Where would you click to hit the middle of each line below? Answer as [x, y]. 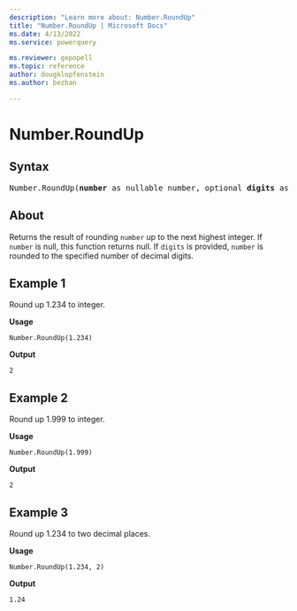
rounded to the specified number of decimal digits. [102, 255]
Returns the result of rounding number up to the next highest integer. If [136, 236]
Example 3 [39, 512]
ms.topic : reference [47, 66]
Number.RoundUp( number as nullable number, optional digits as [149, 188]
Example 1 [38, 283]
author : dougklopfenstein [57, 75]
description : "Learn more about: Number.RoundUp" [103, 17]
